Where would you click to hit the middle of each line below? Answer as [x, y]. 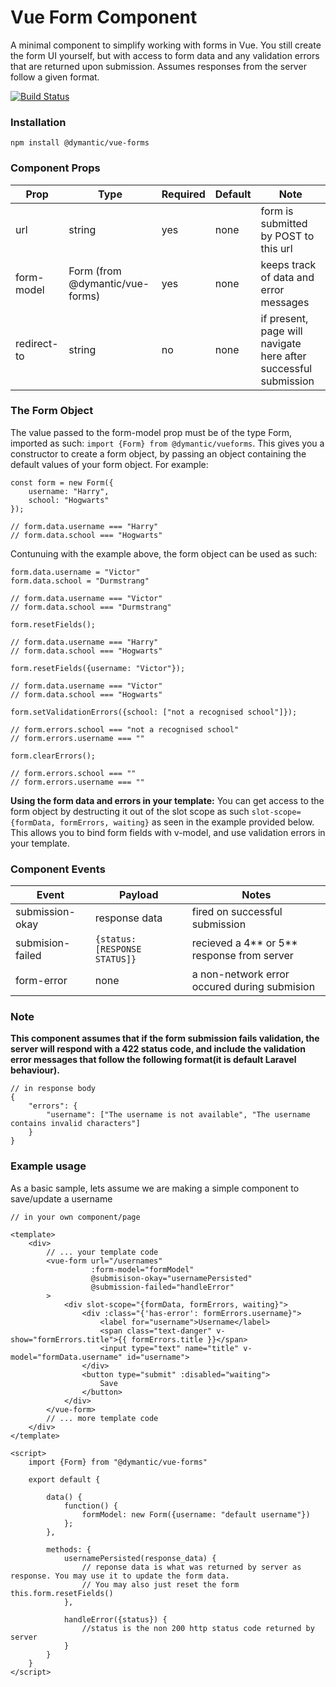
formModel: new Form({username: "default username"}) [196, 1514]
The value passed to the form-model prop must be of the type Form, [151, 432]
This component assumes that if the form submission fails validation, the [165, 1038]
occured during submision [253, 987]
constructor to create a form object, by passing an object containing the [158, 453]
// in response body [53, 1089]
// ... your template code [102, 1252]
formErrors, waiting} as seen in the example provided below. [187, 822]
